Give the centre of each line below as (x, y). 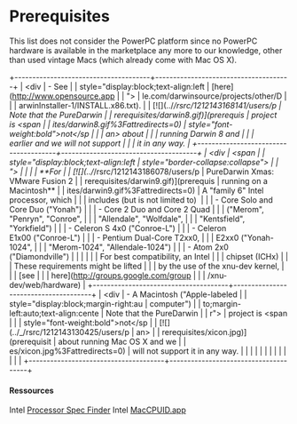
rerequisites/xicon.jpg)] (204, 332)
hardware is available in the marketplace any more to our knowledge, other (146, 50)
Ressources (32, 390)
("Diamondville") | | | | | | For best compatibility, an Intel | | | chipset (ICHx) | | (149, 256)
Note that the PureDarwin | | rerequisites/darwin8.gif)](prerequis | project (143, 115)
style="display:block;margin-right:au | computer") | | (105, 303)
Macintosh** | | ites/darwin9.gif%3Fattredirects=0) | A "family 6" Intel (137, 190)
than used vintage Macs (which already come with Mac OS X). (123, 60)
